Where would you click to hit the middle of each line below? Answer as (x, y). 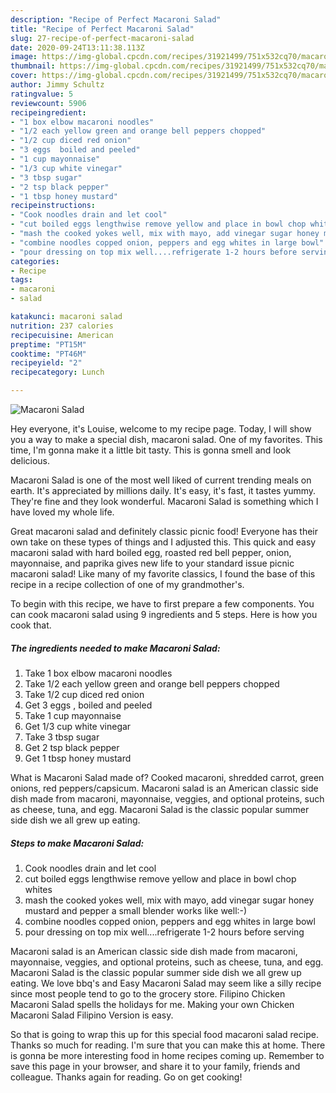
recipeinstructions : (53, 206)
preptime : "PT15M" (48, 344)
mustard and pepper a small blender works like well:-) (136, 910)
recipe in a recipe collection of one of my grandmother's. (127, 584)
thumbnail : (33, 66)
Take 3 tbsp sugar (62, 737)
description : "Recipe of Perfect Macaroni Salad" (116, 19)
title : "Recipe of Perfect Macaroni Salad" (102, 29)
